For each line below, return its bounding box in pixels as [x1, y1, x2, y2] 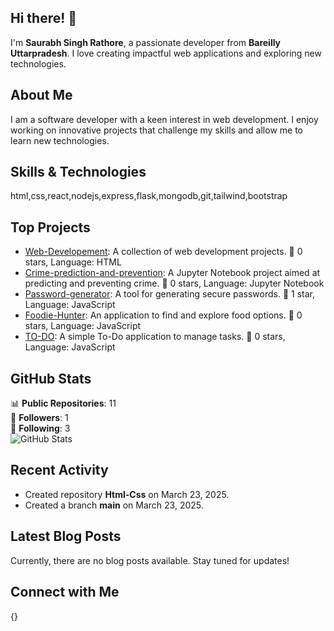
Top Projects [10, 219, 91, 236]
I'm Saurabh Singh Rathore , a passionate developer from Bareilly [10, 36, 282, 48]
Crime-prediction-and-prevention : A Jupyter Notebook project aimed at [24, 267, 321, 279]
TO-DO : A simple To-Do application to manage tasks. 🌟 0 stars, [24, 331, 286, 343]
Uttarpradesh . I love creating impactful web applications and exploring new [10, 47, 322, 59]
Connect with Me [10, 584, 120, 601]
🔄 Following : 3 [10, 422, 71, 435]
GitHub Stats [10, 370, 92, 387]
